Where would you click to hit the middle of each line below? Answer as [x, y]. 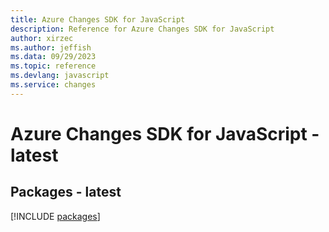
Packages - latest [66, 192]
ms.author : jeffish [51, 47]
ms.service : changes [53, 85]
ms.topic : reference [53, 66]
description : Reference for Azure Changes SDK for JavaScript [142, 29]
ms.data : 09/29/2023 [53, 57]
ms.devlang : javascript [60, 76]
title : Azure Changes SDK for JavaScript [98, 19]
